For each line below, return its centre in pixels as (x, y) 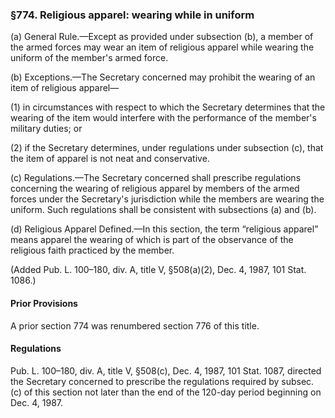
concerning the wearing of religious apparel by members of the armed (155, 189)
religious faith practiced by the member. (92, 250)
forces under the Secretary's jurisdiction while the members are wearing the (167, 199)
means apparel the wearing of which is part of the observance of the (152, 240)
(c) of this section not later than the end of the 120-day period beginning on (166, 392)
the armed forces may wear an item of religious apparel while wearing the (162, 47)
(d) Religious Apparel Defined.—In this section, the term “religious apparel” (164, 229)
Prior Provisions (44, 303)
